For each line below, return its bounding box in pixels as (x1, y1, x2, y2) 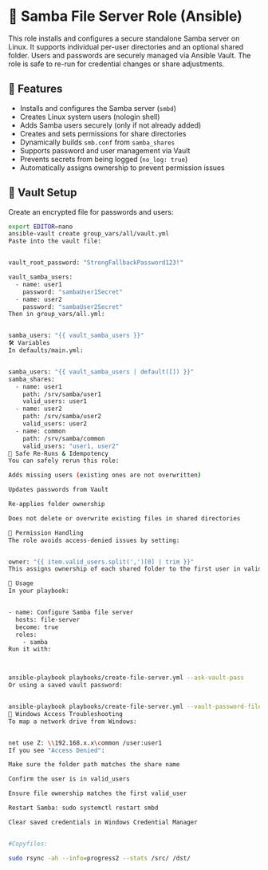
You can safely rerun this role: (8, 457, 120, 465)
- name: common (15, 427, 66, 435)
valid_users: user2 (22, 420, 88, 428)
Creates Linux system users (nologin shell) (19, 112, 160, 121)
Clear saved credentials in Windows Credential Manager (8, 818, 198, 826)
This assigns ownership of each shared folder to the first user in (8, 565, 241, 573)
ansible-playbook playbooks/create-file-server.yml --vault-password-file (8, 702, 262, 711)
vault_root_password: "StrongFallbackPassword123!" (8, 259, 183, 267)
